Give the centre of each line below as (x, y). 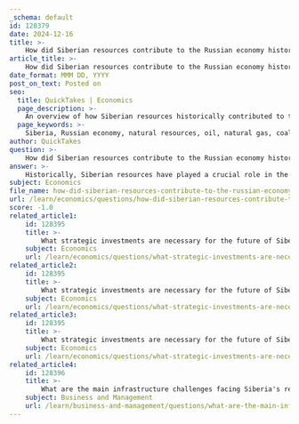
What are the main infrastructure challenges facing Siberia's (161, 389)
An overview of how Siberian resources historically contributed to (155, 116)
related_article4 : (43, 364)
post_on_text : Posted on (55, 84)
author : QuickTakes (45, 141)
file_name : (29, 191)
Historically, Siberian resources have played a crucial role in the (157, 174)
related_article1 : (43, 216)
